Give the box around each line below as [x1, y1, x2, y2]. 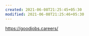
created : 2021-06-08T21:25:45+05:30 [5, 7, 82, 12]
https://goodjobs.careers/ [5, 25, 59, 31]
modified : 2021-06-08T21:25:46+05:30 [5, 12, 84, 17]
